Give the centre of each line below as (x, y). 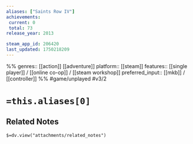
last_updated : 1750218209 (38, 50)
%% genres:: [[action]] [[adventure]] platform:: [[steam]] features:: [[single (97, 66)
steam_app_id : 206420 (33, 44)
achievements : (24, 17)
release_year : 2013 (30, 34)
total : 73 (21, 28)
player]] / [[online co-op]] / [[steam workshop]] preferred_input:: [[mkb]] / (96, 72)
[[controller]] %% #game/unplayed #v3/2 (56, 78)
